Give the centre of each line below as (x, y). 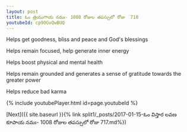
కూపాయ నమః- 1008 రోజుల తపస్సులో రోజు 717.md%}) (66, 123)
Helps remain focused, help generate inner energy (68, 51)
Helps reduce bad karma (37, 92)
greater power (23, 80)
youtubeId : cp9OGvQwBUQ (36, 22)
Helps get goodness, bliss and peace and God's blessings (77, 40)
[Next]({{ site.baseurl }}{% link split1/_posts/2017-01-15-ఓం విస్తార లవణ (91, 115)
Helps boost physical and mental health (54, 62)
